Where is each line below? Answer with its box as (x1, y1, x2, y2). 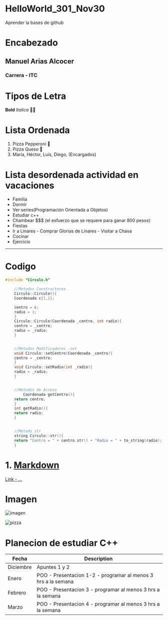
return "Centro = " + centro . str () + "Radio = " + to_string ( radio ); (14, 438, 162, 443)
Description (84, 555, 113, 562)
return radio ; (14, 410, 43, 415)
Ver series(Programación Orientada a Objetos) (12, 207, 108, 213)
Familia (12, 196, 27, 202)
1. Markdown (5, 459, 59, 470)
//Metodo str (14, 428, 41, 434)
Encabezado (5, 37, 58, 48)
